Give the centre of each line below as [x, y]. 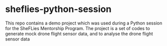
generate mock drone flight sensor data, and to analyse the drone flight [79, 33]
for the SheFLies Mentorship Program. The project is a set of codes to [77, 28]
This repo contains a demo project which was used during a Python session [84, 23]
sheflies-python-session [58, 9]
